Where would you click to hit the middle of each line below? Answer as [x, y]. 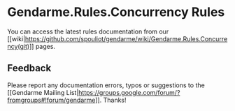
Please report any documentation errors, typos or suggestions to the [106, 85]
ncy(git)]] [21, 46]
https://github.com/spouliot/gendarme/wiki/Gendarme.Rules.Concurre [126, 38]
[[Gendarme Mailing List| [43, 92]
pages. [45, 46]
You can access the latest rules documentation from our [88, 31]
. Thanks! [113, 100]
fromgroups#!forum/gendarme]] [54, 100]
